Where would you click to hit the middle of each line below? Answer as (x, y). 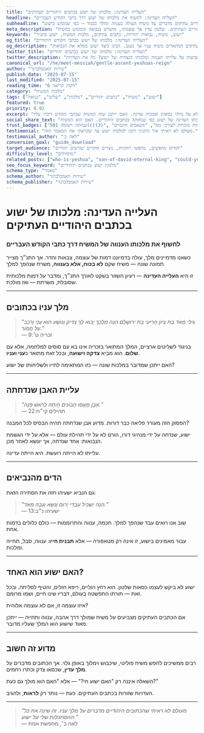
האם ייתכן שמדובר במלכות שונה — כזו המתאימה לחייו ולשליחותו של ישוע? (90, 365)
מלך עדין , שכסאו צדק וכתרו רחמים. (46, 670)
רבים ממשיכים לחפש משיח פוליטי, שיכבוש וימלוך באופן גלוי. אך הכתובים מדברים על (101, 663)
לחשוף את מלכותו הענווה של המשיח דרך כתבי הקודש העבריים (93, 244)
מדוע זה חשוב (31, 648)
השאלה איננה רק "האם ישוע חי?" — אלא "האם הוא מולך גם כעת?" (83, 681)
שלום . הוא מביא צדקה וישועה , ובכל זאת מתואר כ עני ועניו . (73, 353)
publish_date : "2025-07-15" (42, 74)
